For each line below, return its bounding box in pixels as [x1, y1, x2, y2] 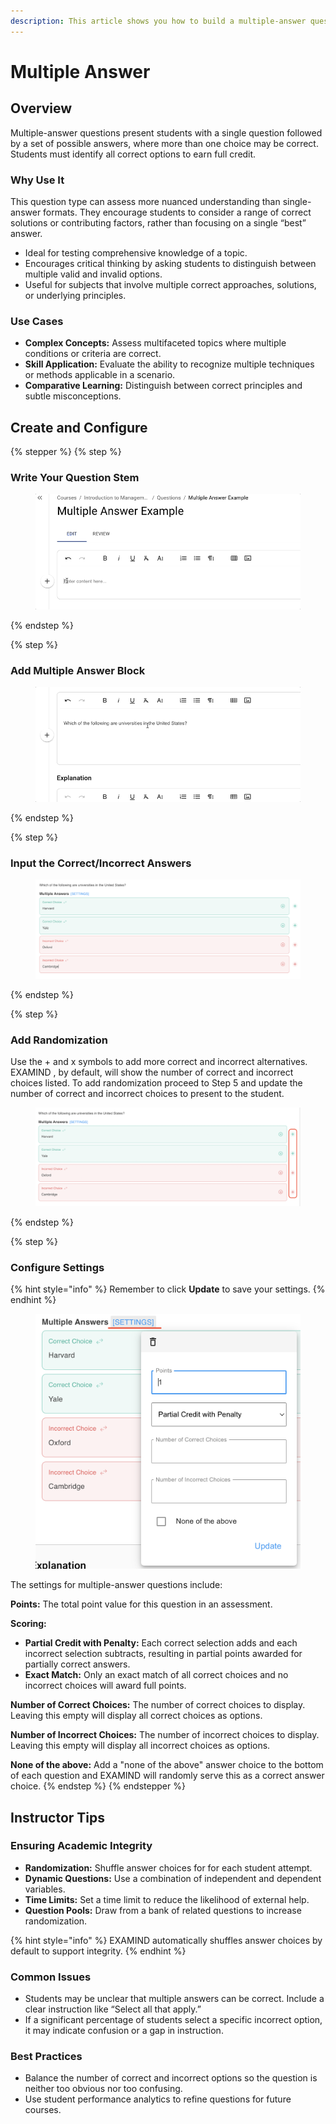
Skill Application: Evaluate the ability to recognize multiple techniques [24, 358, 315, 370]
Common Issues [10, 1970, 92, 1984]
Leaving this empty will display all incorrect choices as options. [10, 1740, 271, 1752]
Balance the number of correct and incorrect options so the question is [24, 2072, 318, 2084]
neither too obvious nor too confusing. [24, 2083, 183, 2095]
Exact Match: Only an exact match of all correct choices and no [24, 1669, 289, 1681]
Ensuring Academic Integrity [10, 1839, 153, 1853]
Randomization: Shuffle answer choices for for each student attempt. [24, 1861, 313, 1874]
